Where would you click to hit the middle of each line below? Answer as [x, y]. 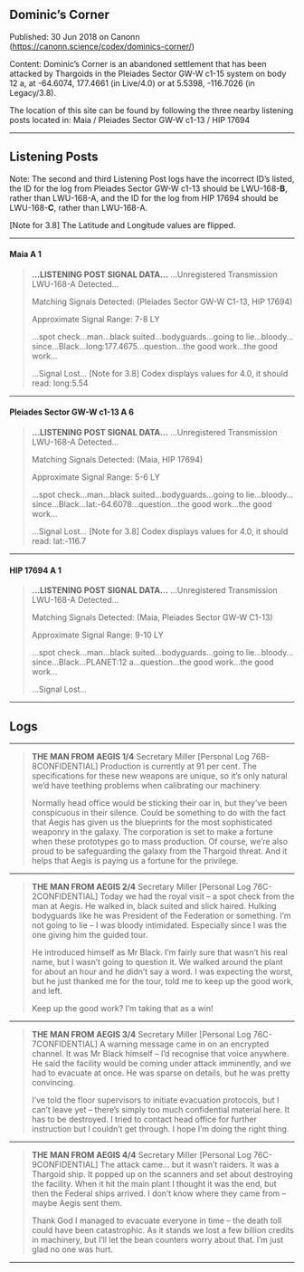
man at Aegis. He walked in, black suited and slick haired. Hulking [154, 906]
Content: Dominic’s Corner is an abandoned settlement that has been [138, 63]
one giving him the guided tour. [90, 935]
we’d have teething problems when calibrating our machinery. [147, 786]
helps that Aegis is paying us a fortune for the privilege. [135, 861]
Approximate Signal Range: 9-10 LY [98, 635]
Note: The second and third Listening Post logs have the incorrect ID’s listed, [152, 178]
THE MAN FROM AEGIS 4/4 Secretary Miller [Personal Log [141, 1155]
